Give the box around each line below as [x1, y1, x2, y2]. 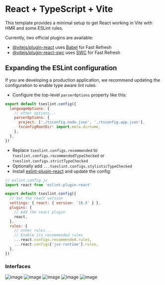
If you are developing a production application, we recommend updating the [5, 77, 160, 83]
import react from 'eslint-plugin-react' [5, 182, 92, 188]
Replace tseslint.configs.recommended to [12, 147, 98, 153]
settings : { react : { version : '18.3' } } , [9, 200, 101, 206]
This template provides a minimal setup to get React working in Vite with [5, 20, 153, 26]
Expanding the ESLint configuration [5, 64, 117, 72]
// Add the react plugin [14, 209, 65, 215]
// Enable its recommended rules [14, 233, 83, 238]
